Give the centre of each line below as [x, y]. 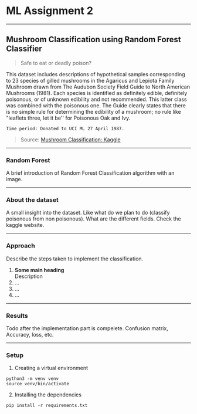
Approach [21, 246]
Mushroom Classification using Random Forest [94, 40]
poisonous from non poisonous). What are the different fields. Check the [94, 219]
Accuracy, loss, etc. [30, 334]
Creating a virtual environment [51, 368]
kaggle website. [25, 225]
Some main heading [39, 270]
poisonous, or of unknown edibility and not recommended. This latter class [96, 99]
